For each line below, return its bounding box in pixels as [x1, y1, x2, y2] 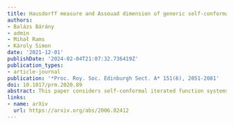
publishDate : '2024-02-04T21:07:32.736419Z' [7, 56, 139, 62]
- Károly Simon [7, 42, 52, 49]
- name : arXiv [7, 101, 49, 108]
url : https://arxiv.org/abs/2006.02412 [13, 107, 130, 114]
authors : [7, 17, 33, 24]
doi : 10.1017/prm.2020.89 [7, 81, 82, 88]
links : [7, 94, 26, 101]
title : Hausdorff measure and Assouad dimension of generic [7, 10, 186, 17]
